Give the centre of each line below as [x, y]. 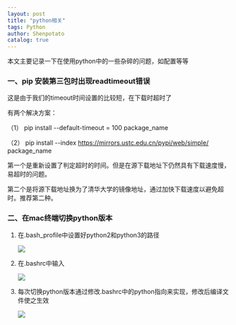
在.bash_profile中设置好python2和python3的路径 [89, 235]
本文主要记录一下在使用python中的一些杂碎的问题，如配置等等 [98, 61]
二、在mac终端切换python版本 [60, 218]
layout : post [26, 14]
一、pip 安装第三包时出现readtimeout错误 [79, 81]
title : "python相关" [36, 20]
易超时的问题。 [29, 175]
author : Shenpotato [36, 34]
